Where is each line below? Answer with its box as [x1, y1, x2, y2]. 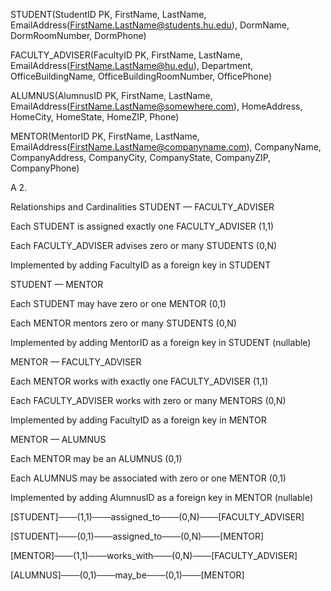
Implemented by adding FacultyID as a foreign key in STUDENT [10, 259, 272, 271]
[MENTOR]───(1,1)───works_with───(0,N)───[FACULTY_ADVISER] [10, 550, 298, 561]
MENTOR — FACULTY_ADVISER [10, 356, 142, 368]
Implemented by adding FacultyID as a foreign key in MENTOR [10, 414, 267, 426]
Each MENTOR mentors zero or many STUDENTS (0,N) [10, 317, 237, 329]
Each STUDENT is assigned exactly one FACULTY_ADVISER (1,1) [10, 220, 275, 232]
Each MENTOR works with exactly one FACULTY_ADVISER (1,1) [10, 375, 269, 387]
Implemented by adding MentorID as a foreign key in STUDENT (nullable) [10, 337, 312, 348]
